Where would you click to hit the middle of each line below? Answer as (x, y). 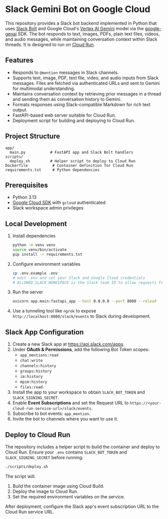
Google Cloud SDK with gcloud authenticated (59, 202)
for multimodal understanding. (44, 88)
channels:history (38, 366)
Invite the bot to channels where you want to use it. (65, 419)
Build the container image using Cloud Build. (58, 486)
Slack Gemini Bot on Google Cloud (78, 9)
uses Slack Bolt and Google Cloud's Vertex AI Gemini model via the (74, 28)
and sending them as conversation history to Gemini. (67, 99)
